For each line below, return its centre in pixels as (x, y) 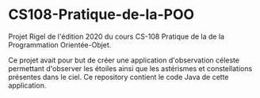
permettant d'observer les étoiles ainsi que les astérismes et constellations (130, 68)
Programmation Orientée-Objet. (60, 44)
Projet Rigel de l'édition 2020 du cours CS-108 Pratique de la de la (116, 36)
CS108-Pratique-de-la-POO (101, 15)
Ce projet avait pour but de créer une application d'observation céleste (124, 60)
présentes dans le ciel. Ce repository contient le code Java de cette (119, 77)
